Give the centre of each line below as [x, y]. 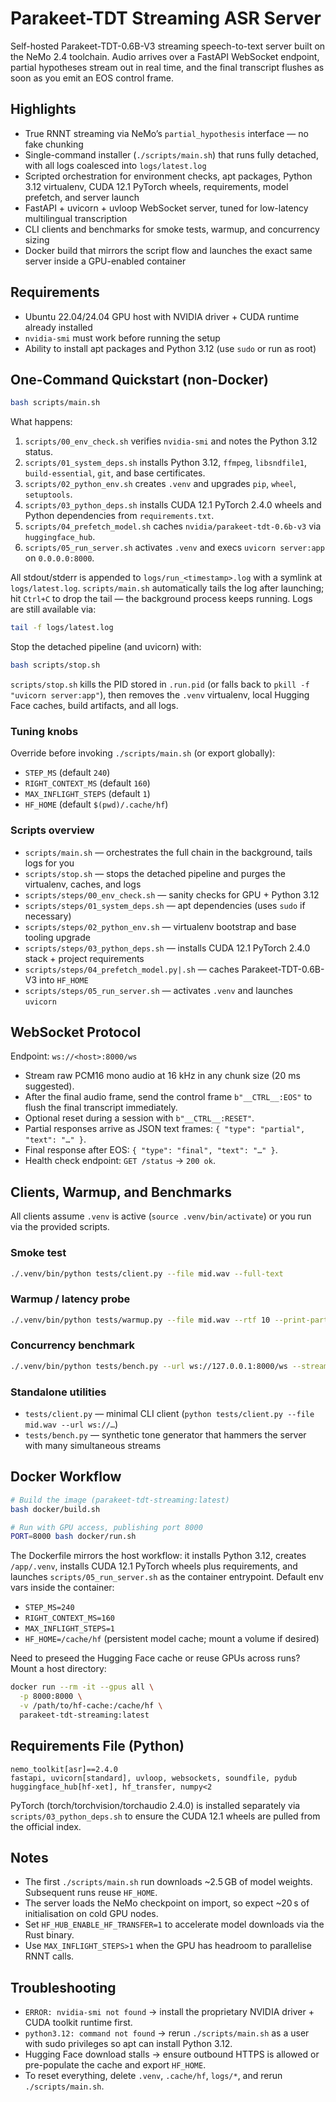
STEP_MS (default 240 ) [67, 773]
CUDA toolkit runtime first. [78, 2023]
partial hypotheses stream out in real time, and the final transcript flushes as [167, 67]
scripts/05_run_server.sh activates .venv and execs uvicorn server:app [174, 548]
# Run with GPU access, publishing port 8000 [106, 1527]
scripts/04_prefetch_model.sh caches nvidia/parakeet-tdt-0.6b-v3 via [173, 526]
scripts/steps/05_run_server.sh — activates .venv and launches [158, 990]
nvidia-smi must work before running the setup [122, 338]
